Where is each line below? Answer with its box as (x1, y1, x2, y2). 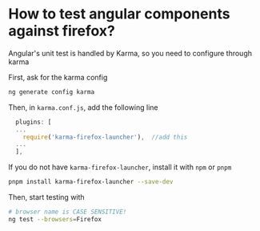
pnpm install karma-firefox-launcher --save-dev (8, 178, 174, 186)
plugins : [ (15, 118, 52, 126)
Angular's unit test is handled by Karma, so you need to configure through (8, 48, 253, 58)
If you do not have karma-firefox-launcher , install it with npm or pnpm (8, 162, 232, 172)
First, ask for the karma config (8, 72, 108, 82)
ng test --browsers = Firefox (8, 215, 102, 223)
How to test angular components (8, 5, 230, 23)
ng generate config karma (8, 87, 94, 96)
